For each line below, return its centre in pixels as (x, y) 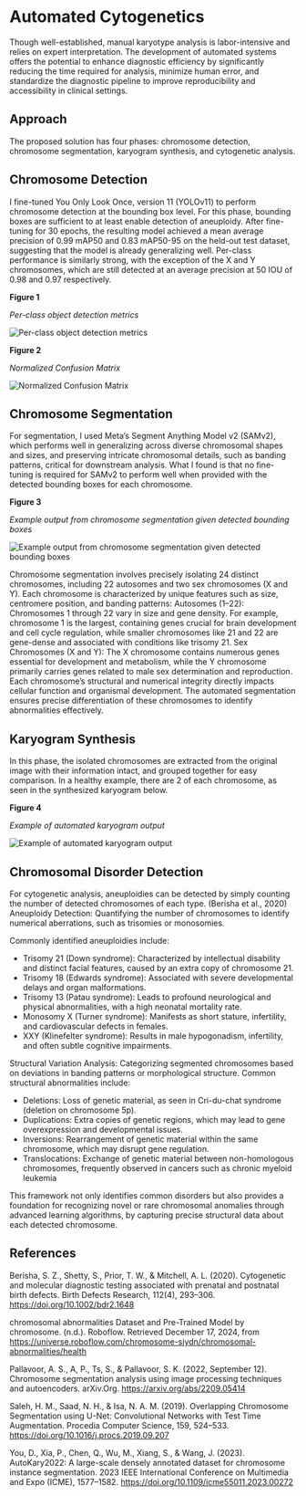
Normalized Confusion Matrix (65, 368)
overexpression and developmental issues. (103, 1130)
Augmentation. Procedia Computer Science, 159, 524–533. (119, 1425)
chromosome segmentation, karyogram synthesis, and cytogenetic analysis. (153, 151)
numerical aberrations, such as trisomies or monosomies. (117, 923)
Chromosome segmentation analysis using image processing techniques (146, 1378)
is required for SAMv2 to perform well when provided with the (151, 475)
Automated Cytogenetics (107, 17)
